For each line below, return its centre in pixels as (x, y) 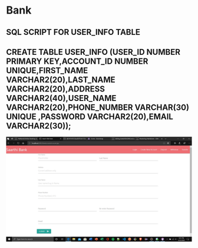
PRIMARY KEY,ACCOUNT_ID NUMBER (77, 61)
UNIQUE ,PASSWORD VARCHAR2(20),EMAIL (90, 117)
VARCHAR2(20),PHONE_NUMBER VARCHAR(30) (98, 107)
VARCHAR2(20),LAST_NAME (61, 79)
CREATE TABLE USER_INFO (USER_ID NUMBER (93, 52)
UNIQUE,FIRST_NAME (47, 71)
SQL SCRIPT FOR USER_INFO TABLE (73, 32)
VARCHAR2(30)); (39, 125)
